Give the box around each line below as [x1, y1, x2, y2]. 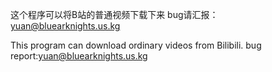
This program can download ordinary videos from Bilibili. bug [10, 39, 262, 51]
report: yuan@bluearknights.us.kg [10, 50, 148, 62]
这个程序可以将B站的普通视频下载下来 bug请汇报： [10, 9, 219, 20]
